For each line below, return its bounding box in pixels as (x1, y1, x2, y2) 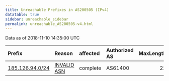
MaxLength (138, 50, 167, 57)
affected (79, 50, 100, 57)
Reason (54, 50, 73, 57)
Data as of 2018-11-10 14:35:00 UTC (5, 35, 80, 41)
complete (79, 64, 102, 71)
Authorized (106, 47, 134, 54)
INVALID (54, 61, 74, 68)
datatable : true (5, 12, 39, 17)
